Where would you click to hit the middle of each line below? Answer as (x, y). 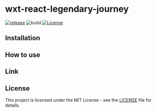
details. (13, 105)
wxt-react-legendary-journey (67, 9)
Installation (23, 38)
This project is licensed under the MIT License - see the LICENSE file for (78, 100)
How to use (23, 55)
